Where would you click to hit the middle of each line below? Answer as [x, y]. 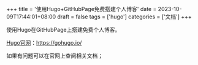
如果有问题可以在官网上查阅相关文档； [55, 56]
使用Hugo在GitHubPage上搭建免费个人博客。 [63, 30]
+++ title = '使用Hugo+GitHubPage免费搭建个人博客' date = [82, 9]
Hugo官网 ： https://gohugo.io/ [44, 43]
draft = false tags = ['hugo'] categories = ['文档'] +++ [124, 17]
